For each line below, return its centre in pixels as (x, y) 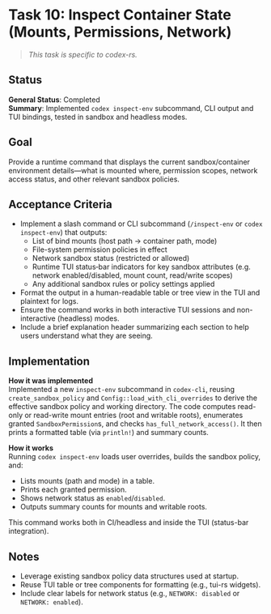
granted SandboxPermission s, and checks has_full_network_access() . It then (135, 424)
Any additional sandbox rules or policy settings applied (123, 284)
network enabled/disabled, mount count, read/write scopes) (132, 275)
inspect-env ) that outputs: (64, 232)
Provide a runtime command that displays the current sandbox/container (129, 162)
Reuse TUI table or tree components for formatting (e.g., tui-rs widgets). (140, 584)
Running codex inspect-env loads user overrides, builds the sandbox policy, (135, 457)
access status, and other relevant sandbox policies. (94, 179)
